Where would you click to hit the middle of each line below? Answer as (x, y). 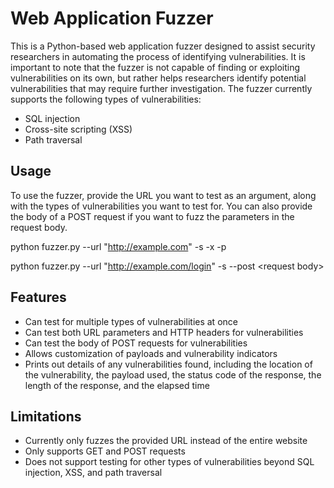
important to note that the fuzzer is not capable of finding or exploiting (155, 67)
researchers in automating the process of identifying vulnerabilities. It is (158, 56)
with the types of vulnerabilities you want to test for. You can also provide (161, 206)
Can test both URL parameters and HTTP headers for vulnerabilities (164, 332)
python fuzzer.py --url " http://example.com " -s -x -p (118, 246)
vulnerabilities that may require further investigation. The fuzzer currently (161, 88)
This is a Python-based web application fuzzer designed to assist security (163, 46)
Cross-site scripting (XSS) (78, 129)
